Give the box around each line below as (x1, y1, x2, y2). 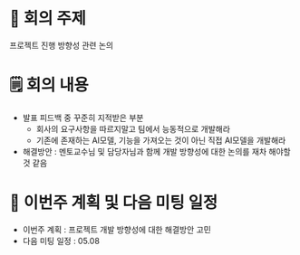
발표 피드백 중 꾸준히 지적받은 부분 (22, 112, 144, 123)
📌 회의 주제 (9, 8, 86, 29)
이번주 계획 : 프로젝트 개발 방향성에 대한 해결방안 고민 (22, 223, 211, 235)
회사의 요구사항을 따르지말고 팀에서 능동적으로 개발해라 (35, 123, 231, 134)
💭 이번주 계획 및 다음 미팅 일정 (9, 193, 218, 213)
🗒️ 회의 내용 (9, 75, 89, 96)
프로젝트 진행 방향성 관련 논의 (9, 40, 114, 51)
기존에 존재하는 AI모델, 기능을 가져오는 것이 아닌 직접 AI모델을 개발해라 (35, 135, 286, 146)
